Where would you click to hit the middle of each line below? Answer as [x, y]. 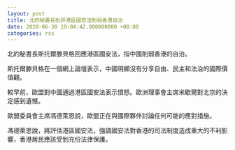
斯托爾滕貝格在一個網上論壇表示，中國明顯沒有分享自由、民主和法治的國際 [114, 69]
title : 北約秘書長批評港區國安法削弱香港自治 [65, 20]
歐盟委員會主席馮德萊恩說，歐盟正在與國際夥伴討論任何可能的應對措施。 [111, 116]
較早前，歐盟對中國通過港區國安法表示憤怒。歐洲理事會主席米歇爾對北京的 [114, 92]
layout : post [26, 14]
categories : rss [31, 33]
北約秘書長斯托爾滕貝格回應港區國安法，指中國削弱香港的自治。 [99, 54]
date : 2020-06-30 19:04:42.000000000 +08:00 [73, 27]
